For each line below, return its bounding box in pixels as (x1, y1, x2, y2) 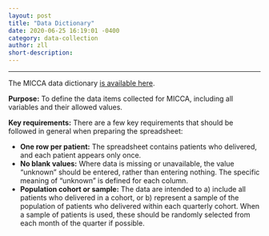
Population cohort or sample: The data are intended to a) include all (19, 185, 247, 194)
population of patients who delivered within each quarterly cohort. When (19, 202, 260, 210)
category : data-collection (8, 34, 98, 42)
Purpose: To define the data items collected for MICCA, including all (8, 94, 234, 103)
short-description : (8, 49, 74, 57)
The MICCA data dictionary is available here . (8, 78, 155, 88)
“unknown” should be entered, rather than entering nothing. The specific (19, 167, 260, 177)
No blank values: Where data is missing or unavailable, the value (19, 159, 235, 168)
